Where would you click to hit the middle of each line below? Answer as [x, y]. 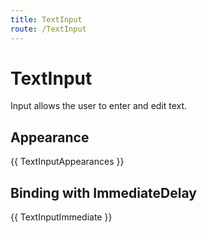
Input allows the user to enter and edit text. [99, 106]
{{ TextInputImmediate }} [61, 217]
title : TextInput [46, 19]
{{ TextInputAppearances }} [67, 162]
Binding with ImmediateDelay [103, 192]
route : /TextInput [48, 29]
